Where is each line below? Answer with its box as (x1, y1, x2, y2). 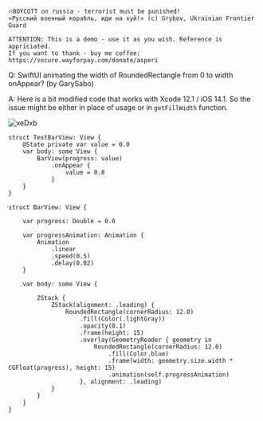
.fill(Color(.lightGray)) (79, 315, 166, 323)
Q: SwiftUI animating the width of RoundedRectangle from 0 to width (8, 70, 234, 80)
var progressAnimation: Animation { (22, 231, 145, 239)
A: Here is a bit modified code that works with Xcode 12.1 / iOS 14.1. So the (8, 94, 251, 104)
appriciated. (8, 42, 52, 50)
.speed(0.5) (50, 252, 91, 260)
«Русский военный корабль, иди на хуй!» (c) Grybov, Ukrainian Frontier (8, 14, 255, 22)
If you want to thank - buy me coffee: (8, 49, 141, 57)
